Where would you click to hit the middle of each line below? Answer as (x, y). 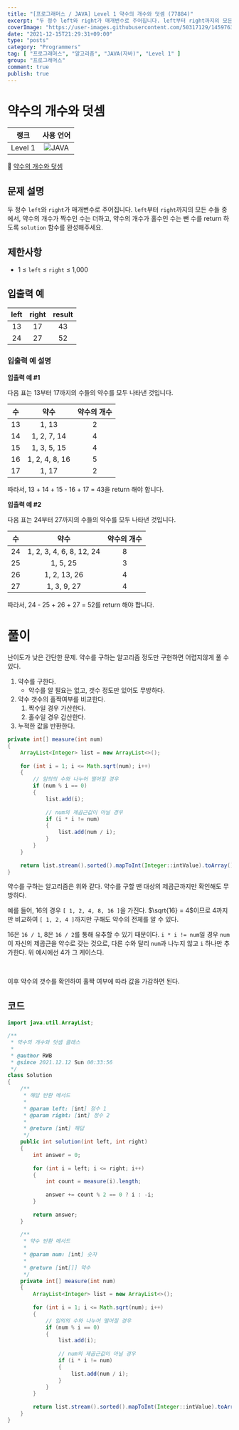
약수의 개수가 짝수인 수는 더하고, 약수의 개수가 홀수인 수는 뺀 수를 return (122, 219)
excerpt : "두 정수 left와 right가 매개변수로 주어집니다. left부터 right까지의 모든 (120, 21)
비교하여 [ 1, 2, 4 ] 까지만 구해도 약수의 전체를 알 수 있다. (97, 920)
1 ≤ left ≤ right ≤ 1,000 (53, 270)
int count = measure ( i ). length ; (93, 1182)
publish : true (28, 73)
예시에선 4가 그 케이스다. (70, 952)
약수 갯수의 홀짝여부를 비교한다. (61, 699)
